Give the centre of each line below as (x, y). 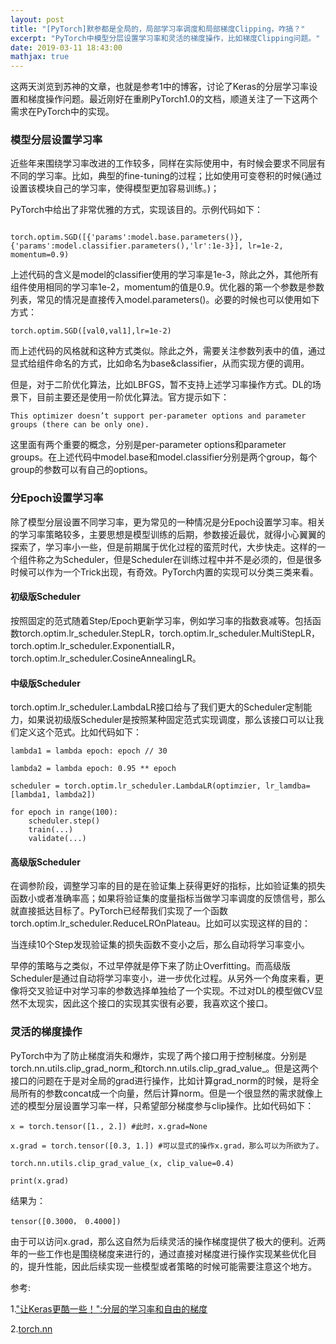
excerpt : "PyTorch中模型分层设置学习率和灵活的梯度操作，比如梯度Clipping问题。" (165, 38)
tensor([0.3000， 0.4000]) (66, 1221)
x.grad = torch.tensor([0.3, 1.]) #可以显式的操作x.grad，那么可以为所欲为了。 (167, 1146)
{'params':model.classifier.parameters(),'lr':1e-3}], (127, 246)
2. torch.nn (31, 1328)
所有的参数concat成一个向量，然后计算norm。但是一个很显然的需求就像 (166, 1093)
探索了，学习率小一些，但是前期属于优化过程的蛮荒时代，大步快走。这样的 (163, 547)
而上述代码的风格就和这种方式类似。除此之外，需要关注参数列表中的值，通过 (168, 351)
